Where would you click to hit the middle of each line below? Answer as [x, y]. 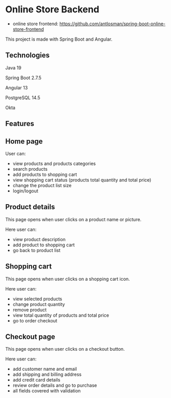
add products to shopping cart [45, 174]
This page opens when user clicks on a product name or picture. [73, 219]
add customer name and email [45, 369]
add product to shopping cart [44, 245]
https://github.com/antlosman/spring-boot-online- [113, 24]
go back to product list [36, 250]
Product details [30, 207]
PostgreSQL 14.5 [23, 97]
